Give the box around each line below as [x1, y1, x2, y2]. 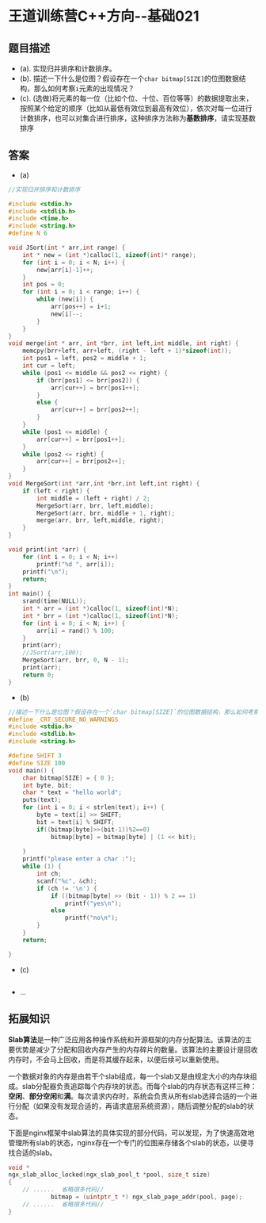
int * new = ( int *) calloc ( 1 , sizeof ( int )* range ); [22, 251, 196, 259]
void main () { [8, 766, 55, 774]
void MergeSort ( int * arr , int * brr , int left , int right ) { [8, 480, 200, 488]
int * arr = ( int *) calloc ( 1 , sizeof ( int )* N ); [22, 604, 179, 613]
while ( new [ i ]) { [36, 295, 93, 304]
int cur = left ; [22, 362, 77, 370]
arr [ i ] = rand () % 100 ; [36, 627, 115, 635]
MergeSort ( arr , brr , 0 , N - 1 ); [22, 656, 129, 665]
